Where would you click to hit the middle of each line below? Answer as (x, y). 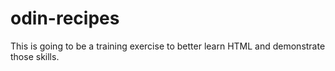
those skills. (35, 56)
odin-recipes (65, 18)
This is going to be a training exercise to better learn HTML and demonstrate (168, 46)
